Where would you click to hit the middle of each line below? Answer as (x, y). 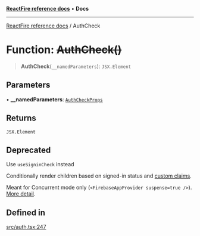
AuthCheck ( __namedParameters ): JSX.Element (76, 66)
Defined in (26, 212)
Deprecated (29, 150)
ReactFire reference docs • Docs (48, 9)
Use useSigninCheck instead (40, 164)
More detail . (21, 194)
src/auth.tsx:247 (26, 227)
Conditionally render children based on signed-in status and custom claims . (99, 176)
